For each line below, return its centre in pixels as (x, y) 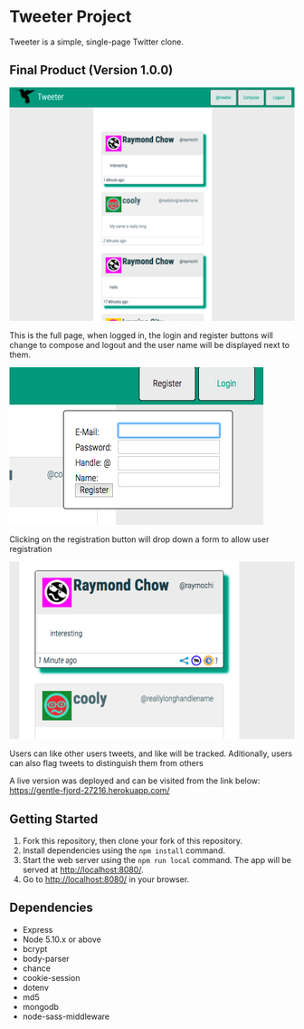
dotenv (36, 987)
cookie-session (51, 977)
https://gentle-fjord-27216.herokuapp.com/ (90, 791)
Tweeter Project (71, 17)
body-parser (46, 958)
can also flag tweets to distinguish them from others (106, 763)
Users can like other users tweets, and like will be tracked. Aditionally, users (151, 753)
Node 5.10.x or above (62, 939)
